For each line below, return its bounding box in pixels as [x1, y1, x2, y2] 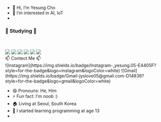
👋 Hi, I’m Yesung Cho [12, 5, 55, 10]
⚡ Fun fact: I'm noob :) [12, 93, 58, 99]
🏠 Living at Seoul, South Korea [12, 101, 77, 107]
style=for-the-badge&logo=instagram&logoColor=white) [5, 68, 120, 74]
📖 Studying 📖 [5, 27, 37, 34]
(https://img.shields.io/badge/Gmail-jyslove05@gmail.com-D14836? [5, 73, 145, 79]
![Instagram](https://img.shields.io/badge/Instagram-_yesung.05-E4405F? [5, 62, 157, 69]
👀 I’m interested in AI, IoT [12, 10, 63, 16]
